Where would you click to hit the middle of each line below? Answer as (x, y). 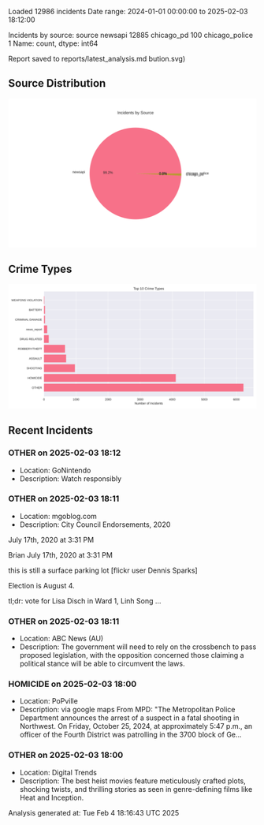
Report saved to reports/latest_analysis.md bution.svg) (97, 59)
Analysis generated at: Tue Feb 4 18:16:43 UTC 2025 (94, 812)
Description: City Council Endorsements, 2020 (95, 524)
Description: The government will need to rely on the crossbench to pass (138, 647)
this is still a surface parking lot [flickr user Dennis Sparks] (103, 570)
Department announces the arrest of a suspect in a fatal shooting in (129, 718)
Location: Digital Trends (58, 772)
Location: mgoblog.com (58, 516)
